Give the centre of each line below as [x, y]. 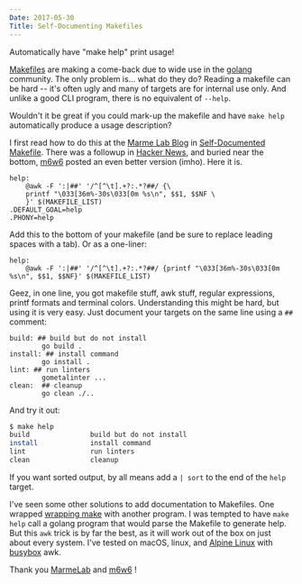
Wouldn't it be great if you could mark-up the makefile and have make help [147, 115]
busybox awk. [35, 552]
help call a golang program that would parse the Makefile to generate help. [148, 523]
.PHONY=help [32, 217]
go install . [66, 361]
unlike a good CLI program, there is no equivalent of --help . [120, 98]
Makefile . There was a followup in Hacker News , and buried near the [137, 152]
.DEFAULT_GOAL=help [46, 210]
